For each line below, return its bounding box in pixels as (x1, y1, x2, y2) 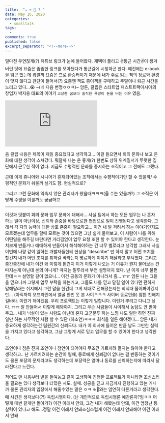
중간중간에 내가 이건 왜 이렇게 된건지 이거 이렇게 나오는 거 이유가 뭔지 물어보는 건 (5, 261, 160, 267)
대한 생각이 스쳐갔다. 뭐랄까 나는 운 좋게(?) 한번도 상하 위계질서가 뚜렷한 (14, 157, 152, 163)
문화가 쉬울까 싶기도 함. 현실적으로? (18, 180, 86, 186)
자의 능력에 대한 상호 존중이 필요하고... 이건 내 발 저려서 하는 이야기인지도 (19, 224, 160, 230)
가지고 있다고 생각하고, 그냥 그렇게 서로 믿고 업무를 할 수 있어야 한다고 (10, 328, 144, 334)
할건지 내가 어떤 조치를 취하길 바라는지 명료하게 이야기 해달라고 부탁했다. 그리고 (5, 254, 157, 261)
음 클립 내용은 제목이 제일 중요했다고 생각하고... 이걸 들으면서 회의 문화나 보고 (5, 151, 153, 157)
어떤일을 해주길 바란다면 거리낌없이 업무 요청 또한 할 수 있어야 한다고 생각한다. (5, 236, 155, 242)
